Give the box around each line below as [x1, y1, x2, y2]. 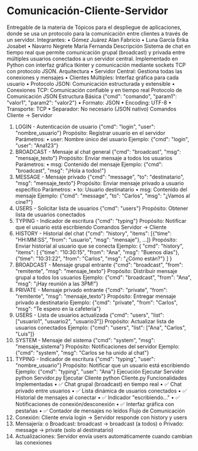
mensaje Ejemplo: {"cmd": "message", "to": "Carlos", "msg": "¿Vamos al [15, 192, 190, 199]
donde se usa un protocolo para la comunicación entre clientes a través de [6, 30, 189, 37]
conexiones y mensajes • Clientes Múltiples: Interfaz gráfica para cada [6, 74, 179, 81]
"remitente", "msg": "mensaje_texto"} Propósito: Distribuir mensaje [15, 267, 177, 274]
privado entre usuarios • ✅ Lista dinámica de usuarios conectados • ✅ [15, 387, 187, 394]
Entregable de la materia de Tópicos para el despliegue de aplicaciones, [6, 24, 182, 31]
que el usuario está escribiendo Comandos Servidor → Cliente [15, 223, 167, 231]
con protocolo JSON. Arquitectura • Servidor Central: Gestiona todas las [6, 67, 183, 74]
